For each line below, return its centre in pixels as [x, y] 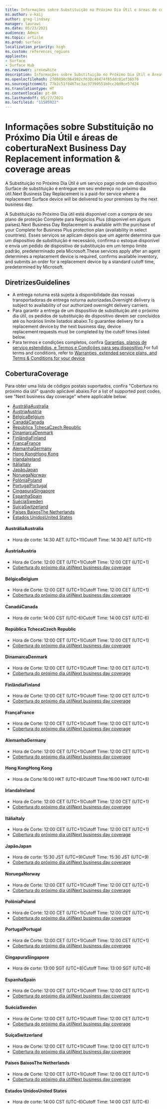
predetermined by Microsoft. [34, 267]
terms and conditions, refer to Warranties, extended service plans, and [85, 353]
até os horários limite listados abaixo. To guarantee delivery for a [78, 321]
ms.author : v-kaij [24, 14]
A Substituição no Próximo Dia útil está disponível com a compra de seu [79, 214]
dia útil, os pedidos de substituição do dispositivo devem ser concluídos [86, 316]
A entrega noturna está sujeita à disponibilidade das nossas [74, 294]
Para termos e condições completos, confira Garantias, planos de [80, 342]
